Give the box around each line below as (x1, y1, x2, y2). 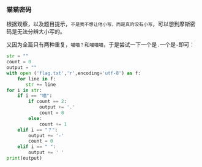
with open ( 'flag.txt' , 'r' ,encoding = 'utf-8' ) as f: (6, 70, 141, 76)
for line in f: (17, 76, 56, 82)
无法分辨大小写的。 (17, 28, 65, 35)
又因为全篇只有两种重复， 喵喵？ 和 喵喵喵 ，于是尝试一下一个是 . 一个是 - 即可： (6, 41, 195, 48)
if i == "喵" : (17, 93, 53, 99)
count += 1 (39, 121, 67, 127)
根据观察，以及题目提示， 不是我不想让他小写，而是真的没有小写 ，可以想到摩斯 (6, 20, 191, 28)
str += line (25, 81, 56, 88)
